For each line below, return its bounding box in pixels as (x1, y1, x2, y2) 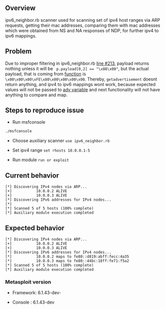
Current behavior (5, 171, 59, 179)
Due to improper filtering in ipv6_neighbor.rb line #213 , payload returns (5, 60, 149, 66)
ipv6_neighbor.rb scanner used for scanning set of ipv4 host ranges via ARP (5, 17, 161, 23)
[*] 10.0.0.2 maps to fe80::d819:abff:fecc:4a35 (5, 254, 129, 259)
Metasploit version (5, 278, 51, 285)
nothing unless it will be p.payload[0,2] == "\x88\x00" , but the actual (5, 65, 149, 71)
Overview (5, 4, 36, 12)
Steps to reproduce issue (5, 106, 84, 115)
